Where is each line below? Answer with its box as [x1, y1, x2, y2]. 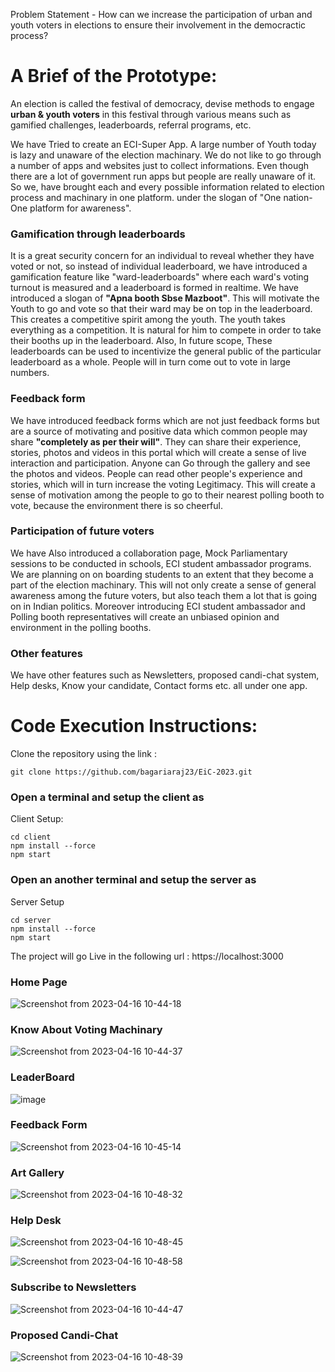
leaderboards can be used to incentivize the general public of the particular [10, 345, 322, 358]
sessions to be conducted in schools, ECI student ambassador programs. [10, 557, 312, 569]
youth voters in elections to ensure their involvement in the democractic [10, 19, 307, 31]
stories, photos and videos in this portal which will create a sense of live [10, 446, 307, 458]
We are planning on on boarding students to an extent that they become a [10, 568, 314, 580]
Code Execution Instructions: [10, 715, 258, 738]
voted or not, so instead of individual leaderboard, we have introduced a [10, 260, 308, 273]
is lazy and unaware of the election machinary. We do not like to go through [10, 149, 322, 161]
